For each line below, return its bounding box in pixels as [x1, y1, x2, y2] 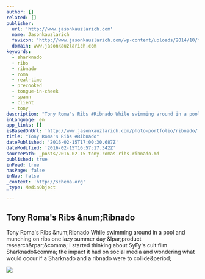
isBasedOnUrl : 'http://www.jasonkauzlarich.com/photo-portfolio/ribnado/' [6, 128, 201, 134]
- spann [12, 94, 32, 100]
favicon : [12, 37, 34, 43]
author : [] [6, 9, 34, 15]
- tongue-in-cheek [12, 88, 59, 94]
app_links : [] [6, 122, 43, 129]
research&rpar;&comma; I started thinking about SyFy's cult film [6, 241, 168, 249]
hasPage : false [6, 168, 45, 174]
